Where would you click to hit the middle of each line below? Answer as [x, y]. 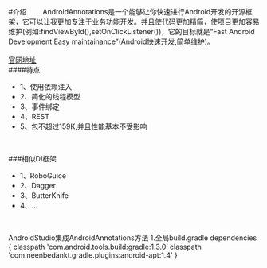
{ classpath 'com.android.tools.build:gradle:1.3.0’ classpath [105, 247]
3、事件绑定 [39, 107]
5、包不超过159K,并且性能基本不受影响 [83, 126]
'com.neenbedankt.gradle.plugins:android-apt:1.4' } [93, 255]
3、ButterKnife [44, 196]
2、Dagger [37, 186]
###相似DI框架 [33, 159]
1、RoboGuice [43, 176]
